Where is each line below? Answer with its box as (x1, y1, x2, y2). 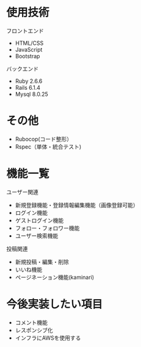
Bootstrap (15, 52, 40, 60)
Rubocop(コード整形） (15, 135, 73, 142)
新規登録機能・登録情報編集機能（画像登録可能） (15, 201, 139, 209)
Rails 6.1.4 (15, 84, 41, 91)
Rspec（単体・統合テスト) (15, 142, 82, 150)
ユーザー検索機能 (15, 232, 59, 240)
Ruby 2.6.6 (15, 77, 43, 85)
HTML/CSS (15, 39, 44, 47)
